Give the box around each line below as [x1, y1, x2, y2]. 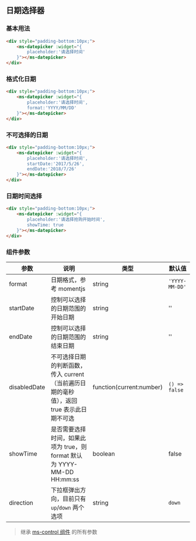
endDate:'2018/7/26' [27, 166, 77, 172]
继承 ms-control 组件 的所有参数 [20, 528, 97, 535]
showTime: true [27, 222, 64, 228]
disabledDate [9, 383, 45, 391]
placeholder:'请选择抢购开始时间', [27, 217, 106, 222]
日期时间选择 [6, 192, 43, 200]
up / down [50, 503, 71, 511]
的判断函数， [50, 361, 86, 369]
